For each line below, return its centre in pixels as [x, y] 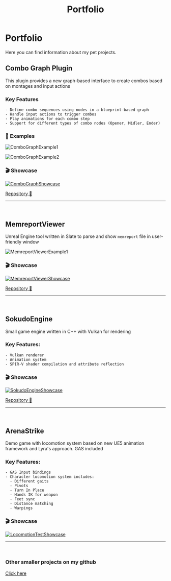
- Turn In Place [27, 490]
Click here [16, 573]
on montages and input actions [38, 86]
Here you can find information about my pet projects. [61, 52]
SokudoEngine [29, 319]
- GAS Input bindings [28, 473]
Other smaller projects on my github [51, 562]
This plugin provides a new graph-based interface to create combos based [84, 81]
